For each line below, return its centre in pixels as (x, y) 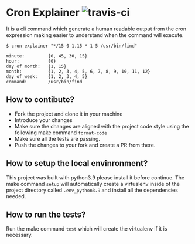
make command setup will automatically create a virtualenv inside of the (93, 184)
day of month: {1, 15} (36, 66)
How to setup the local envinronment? (77, 163)
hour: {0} (31, 61)
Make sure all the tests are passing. (57, 138)
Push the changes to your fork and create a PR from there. (85, 145)
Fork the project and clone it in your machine (69, 114)
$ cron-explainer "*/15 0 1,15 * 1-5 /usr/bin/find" (72, 46)
